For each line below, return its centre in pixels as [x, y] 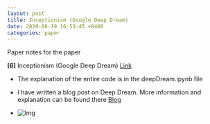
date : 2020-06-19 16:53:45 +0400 [55, 26]
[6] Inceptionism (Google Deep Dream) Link [70, 65]
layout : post [26, 13]
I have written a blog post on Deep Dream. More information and [109, 92]
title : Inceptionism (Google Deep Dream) [68, 20]
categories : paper [34, 33]
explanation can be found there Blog [69, 100]
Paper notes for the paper [44, 52]
